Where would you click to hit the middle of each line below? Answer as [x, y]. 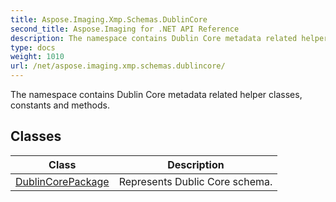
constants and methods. [60, 105]
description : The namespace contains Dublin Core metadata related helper [169, 38]
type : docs [33, 47]
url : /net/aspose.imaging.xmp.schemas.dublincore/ [118, 66]
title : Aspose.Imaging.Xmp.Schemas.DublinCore [109, 19]
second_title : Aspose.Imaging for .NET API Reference [125, 29]
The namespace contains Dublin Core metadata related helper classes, [156, 94]
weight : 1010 [37, 57]
